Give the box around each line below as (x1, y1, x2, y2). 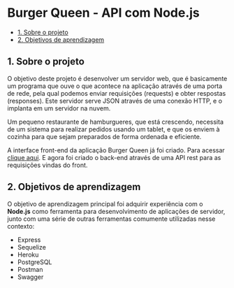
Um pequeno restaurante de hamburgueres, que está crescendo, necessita (7, 117, 224, 126)
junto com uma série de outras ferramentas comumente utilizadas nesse (7, 215, 216, 223)
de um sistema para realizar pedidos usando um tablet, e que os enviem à (7, 124, 220, 134)
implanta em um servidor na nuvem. (7, 103, 111, 113)
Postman (17, 265, 43, 273)
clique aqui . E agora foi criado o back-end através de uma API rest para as (7, 153, 221, 161)
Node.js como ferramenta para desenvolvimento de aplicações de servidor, (7, 207, 226, 215)
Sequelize (17, 243, 47, 251)
